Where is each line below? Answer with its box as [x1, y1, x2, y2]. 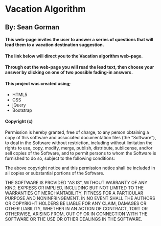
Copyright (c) [5, 119, 33, 125]
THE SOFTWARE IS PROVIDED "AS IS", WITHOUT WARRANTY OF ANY [5, 179, 148, 185]
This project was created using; [5, 80, 71, 86]
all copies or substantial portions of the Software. [5, 170, 104, 176]
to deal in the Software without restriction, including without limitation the [5, 140, 153, 146]
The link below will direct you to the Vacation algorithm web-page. [5, 53, 143, 59]
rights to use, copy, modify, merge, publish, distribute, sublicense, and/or [5, 145, 153, 151]
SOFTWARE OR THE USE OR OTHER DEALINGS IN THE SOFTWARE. [5, 216, 142, 222]
